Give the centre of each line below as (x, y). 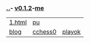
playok (71, 32)
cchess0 (44, 32)
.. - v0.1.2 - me (25, 8)
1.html (18, 23)
